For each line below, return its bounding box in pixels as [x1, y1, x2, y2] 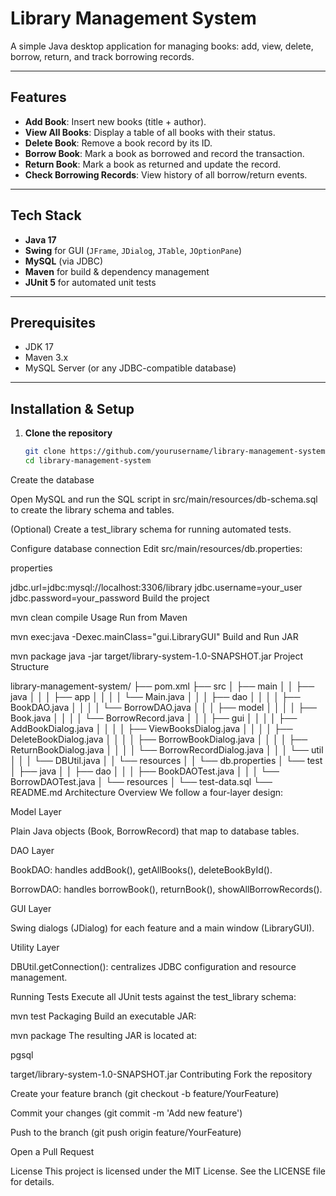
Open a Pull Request [10, 1145, 95, 1157]
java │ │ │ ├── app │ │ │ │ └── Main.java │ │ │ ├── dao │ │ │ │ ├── [10, 690, 301, 702]
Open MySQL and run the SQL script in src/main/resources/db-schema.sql [10, 493, 318, 505]
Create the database [10, 473, 95, 486]
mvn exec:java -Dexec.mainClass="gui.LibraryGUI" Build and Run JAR [10, 630, 299, 642]
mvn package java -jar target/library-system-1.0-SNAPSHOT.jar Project [10, 650, 304, 662]
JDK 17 [24, 341, 54, 353]
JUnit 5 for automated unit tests [24, 276, 157, 288]
